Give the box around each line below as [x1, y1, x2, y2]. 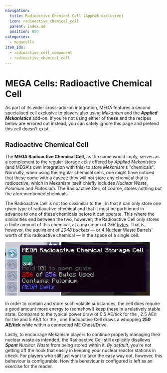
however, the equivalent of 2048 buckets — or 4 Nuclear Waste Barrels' [5, 227, 153, 233]
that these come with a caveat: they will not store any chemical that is [5, 175, 148, 181]
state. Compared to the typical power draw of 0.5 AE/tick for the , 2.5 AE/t [5, 311, 157, 317]
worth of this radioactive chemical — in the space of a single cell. [5, 232, 140, 238]
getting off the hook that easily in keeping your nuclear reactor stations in [5, 348, 156, 354]
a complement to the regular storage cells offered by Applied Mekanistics [5, 159, 156, 165]
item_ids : [5, 45, 26, 50]
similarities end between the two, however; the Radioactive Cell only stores [5, 216, 160, 222]
